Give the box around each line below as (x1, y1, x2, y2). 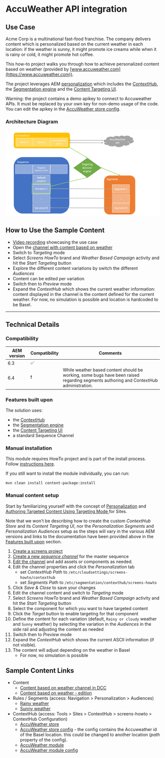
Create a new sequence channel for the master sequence (12, 553, 129, 559)
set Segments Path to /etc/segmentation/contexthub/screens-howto (20, 579, 157, 585)
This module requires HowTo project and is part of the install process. (5, 456, 146, 462)
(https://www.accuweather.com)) (5, 72, 72, 77)
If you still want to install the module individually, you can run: (5, 470, 130, 476)
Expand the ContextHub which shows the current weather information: (12, 286, 156, 292)
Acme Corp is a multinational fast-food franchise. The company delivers (5, 36, 151, 42)
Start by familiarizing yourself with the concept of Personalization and (5, 503, 146, 509)
